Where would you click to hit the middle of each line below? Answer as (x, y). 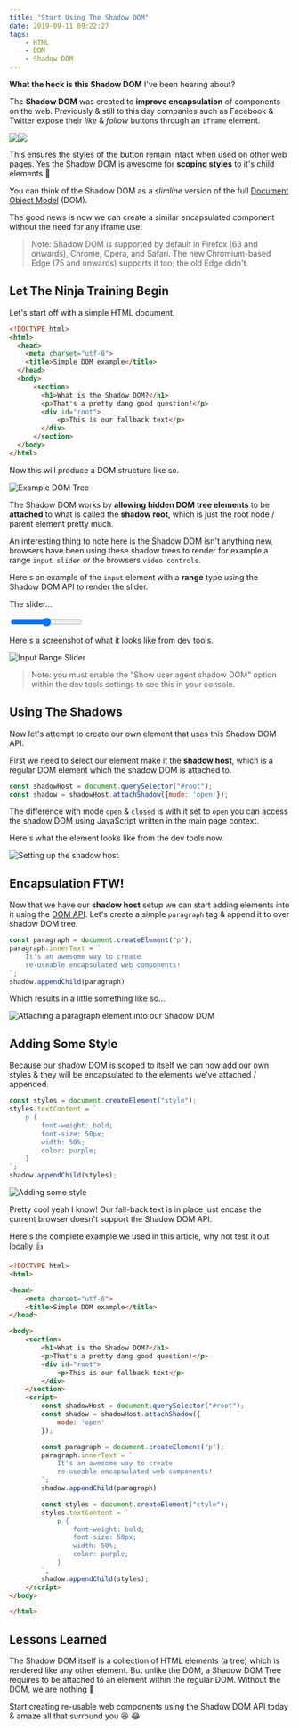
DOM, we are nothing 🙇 (52, 1689)
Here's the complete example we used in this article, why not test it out (139, 1236)
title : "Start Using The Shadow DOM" (79, 17)
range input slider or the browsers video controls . (105, 560)
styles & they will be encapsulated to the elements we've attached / (133, 1075)
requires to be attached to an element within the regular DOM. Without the (145, 1680)
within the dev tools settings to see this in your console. (133, 684)
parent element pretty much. (61, 523)
